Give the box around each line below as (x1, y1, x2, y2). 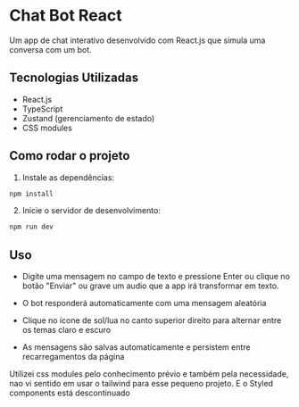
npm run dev (9, 222, 54, 232)
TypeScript (21, 104, 63, 114)
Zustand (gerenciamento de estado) (21, 112, 155, 123)
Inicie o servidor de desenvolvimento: (21, 205, 161, 216)
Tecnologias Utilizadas (9, 71, 139, 86)
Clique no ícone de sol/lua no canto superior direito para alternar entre (21, 315, 282, 326)
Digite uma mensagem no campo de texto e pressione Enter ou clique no (21, 271, 290, 282)
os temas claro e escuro (21, 325, 112, 336)
